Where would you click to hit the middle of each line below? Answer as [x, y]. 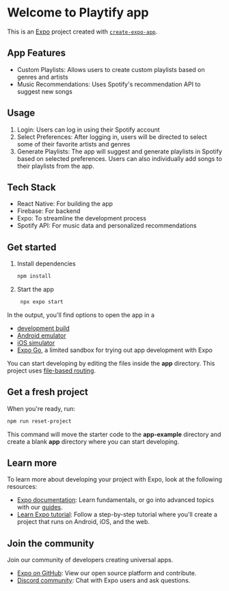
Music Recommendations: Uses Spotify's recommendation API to [109, 84]
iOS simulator [36, 342]
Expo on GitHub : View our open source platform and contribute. [107, 573]
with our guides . [40, 507]
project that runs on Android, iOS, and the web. [83, 522]
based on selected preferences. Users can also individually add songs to [119, 158]
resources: [22, 487]
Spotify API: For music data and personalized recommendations [107, 226]
